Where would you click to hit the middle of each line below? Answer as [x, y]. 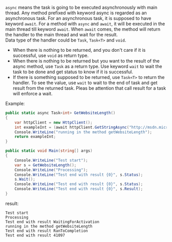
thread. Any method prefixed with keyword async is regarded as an [76, 13]
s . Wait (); [25, 179]
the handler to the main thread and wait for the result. [62, 35]
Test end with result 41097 [35, 235]
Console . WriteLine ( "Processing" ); [51, 170]
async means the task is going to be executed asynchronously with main [81, 7]
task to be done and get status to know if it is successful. [73, 72]
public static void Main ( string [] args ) [49, 151]
